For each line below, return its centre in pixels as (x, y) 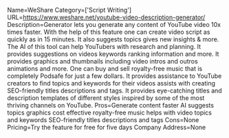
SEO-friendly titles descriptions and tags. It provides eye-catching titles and (115, 90)
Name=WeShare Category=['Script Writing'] (69, 10)
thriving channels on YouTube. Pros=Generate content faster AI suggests (111, 105)
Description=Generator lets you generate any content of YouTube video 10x (114, 24)
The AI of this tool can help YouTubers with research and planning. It (104, 47)
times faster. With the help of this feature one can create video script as (109, 32)
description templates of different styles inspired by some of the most (106, 98)
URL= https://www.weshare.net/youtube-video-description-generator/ (106, 17)
